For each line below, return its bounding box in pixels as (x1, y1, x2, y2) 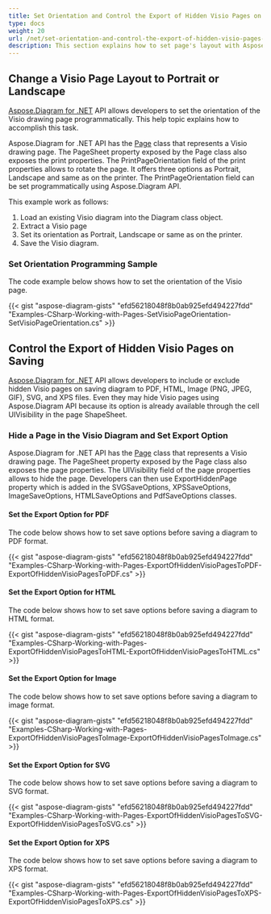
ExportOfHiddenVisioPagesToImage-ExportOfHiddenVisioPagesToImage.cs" (8, 732, 262, 742)
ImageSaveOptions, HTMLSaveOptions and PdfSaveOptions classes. (8, 491, 237, 501)
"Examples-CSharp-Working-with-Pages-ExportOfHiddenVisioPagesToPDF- (8, 560, 262, 570)
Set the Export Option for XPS (8, 837, 110, 847)
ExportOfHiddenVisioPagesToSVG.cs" (8, 820, 135, 829)
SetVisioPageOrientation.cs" (8, 318, 103, 328)
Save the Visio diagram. (19, 238, 99, 248)
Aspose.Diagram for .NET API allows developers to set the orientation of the (8, 106, 261, 115)
